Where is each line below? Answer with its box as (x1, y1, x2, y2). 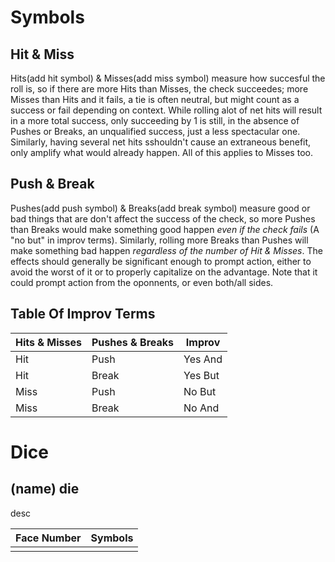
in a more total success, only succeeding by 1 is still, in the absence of (10, 115, 300, 126)
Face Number (15, 531, 82, 545)
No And (183, 401, 220, 415)
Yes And (183, 352, 223, 366)
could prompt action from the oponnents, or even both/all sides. (10, 276, 274, 288)
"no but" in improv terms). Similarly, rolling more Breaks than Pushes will (10, 234, 309, 246)
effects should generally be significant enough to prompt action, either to (10, 255, 312, 267)
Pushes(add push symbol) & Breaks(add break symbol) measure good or (10, 202, 311, 214)
